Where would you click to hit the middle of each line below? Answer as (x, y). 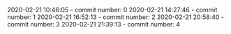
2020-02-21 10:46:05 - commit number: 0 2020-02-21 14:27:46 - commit (112, 10)
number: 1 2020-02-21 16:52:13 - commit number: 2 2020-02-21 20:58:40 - (116, 17)
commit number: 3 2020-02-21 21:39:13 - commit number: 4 (94, 24)
